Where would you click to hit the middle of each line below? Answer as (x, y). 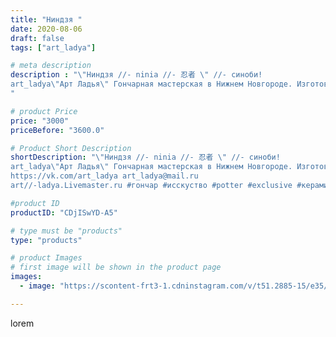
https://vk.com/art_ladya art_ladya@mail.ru (104, 176)
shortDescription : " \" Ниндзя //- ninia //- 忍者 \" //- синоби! (145, 157)
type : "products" (46, 240)
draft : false (37, 38)
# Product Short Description (71, 148)
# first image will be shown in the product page (116, 267)
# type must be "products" (66, 231)
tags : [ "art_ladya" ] (53, 47)
